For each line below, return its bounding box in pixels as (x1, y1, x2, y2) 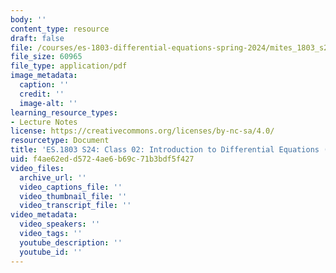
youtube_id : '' (19, 247, 83, 257)
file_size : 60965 (10, 52, 83, 62)
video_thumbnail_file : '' (19, 191, 128, 201)
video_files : (10, 163, 65, 173)
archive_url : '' (19, 172, 87, 183)
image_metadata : (10, 71, 78, 81)
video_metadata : (10, 210, 78, 220)
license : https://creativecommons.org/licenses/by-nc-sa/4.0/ (10, 126, 275, 136)
